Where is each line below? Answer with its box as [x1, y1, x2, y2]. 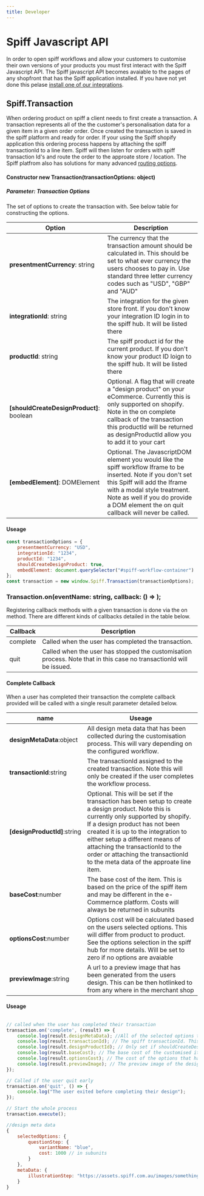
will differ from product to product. [87, 930, 185, 939]
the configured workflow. [87, 747, 159, 755]
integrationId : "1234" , [17, 550, 78, 556]
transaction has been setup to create [87, 797, 192, 805]
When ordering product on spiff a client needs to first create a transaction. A [6, 115, 197, 122]
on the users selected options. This [87, 923, 188, 931]
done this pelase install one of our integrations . [6, 81, 124, 88]
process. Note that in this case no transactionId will [42, 655, 188, 663]
